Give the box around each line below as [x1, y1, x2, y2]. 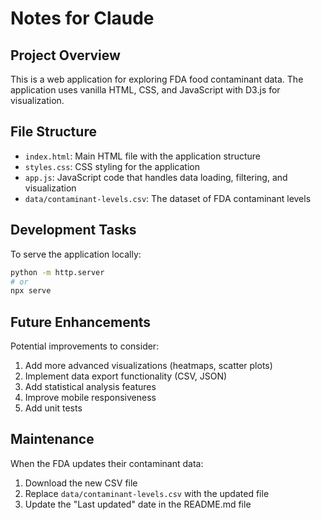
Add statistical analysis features [24, 381, 157, 393]
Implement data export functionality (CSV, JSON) [24, 370, 228, 382]
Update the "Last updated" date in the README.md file [24, 498, 252, 510]
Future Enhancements [10, 313, 152, 331]
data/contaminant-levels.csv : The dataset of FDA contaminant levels [24, 192, 312, 204]
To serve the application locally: [10, 248, 142, 260]
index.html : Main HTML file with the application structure [24, 150, 262, 162]
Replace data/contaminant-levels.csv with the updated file [24, 487, 270, 499]
